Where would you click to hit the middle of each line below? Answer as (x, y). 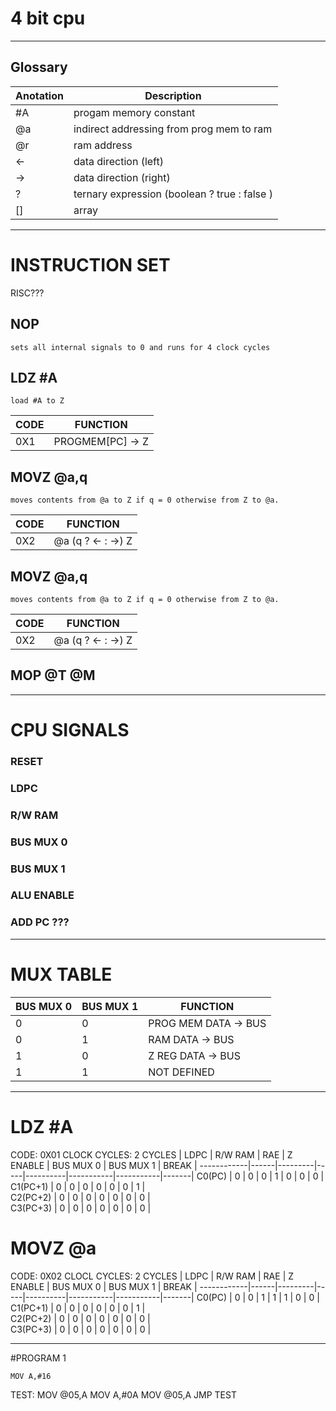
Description (173, 95)
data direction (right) (122, 177)
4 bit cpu (48, 18)
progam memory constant (134, 112)
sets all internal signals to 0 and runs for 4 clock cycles (140, 347)
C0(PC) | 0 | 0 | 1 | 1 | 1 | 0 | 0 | (258, 1297)
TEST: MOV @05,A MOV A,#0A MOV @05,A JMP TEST (123, 1394)
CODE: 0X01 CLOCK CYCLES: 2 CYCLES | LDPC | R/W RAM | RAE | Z (151, 1154)
